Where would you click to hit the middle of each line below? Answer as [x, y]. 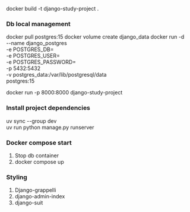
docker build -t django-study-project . [53, 9]
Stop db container [37, 155]
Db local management [39, 24]
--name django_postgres [37, 43]
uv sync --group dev [31, 121]
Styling [17, 177]
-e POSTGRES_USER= [33, 56]
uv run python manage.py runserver [50, 127]
